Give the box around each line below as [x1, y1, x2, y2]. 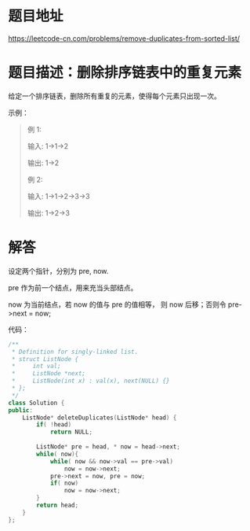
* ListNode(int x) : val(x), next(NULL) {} [11, 377, 170, 385]
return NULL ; [49, 428, 92, 437]
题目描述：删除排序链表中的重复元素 [8, 64, 242, 82]
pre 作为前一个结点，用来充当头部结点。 [8, 282, 138, 292]
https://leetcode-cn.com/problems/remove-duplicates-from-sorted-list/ [8, 33, 241, 43]
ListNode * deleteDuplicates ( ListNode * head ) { [22, 414, 177, 422]
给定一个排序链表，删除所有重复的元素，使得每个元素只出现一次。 [8, 91, 221, 101]
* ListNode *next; [11, 370, 86, 378]
